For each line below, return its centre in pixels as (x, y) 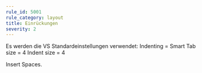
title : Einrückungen (32, 23)
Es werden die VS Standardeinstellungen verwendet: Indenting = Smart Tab (101, 46)
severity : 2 (21, 29)
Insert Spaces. (24, 64)
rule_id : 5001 (24, 12)
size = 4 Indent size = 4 (36, 53)
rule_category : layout (35, 18)
